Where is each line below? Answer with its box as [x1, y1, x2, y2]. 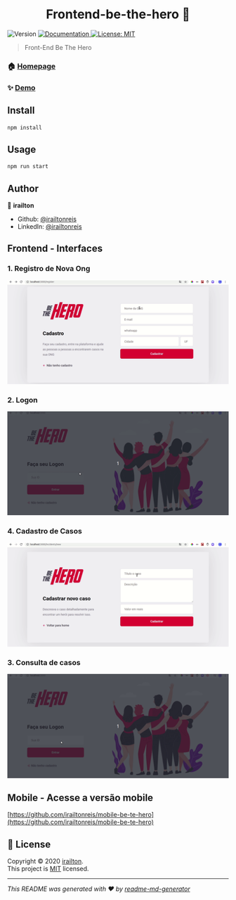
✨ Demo [7, 82, 36, 92]
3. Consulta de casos [7, 657, 81, 667]
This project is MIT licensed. [7, 865, 89, 873]
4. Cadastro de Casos [7, 526, 82, 536]
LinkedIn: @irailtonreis [17, 222, 82, 231]
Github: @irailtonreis [17, 215, 77, 223]
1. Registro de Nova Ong [7, 264, 91, 274]
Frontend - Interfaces [7, 243, 103, 255]
